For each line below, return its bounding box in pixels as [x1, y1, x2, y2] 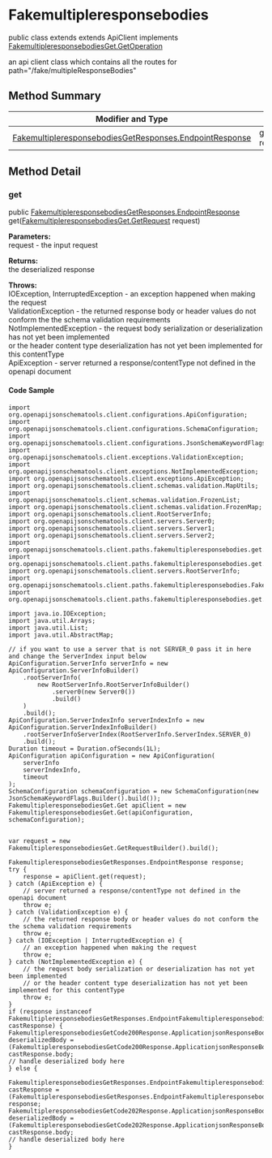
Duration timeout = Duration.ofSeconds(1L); [8, 745, 161, 753]
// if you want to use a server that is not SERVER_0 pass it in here [8, 645, 252, 653]
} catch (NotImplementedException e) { [8, 957, 143, 966]
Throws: [8, 280, 38, 290]
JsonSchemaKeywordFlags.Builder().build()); [8, 794, 161, 802]
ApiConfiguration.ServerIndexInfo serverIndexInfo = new [8, 716, 205, 724]
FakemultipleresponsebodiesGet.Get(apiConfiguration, [8, 808, 194, 817]
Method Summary [8, 89, 101, 103]
